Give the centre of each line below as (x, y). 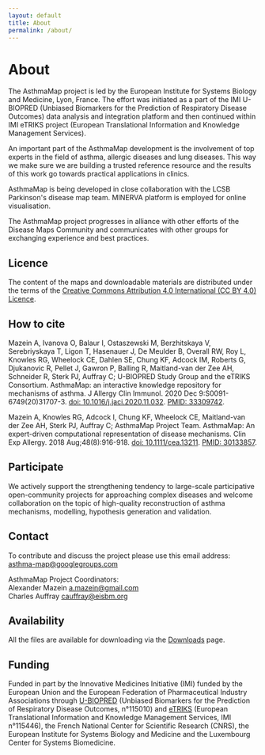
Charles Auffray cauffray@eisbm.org (68, 596)
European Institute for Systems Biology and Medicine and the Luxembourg (129, 734)
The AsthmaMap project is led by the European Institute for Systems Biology (132, 91)
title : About (30, 23)
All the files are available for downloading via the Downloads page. (117, 640)
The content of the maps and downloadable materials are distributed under (131, 283)
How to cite (37, 324)
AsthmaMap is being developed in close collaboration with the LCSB (119, 189)
